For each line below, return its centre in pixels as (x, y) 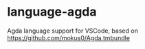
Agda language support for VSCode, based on (73, 31)
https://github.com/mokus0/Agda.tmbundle (69, 37)
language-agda (52, 12)
